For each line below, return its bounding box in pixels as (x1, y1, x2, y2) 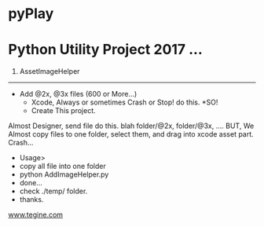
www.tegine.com (8, 210, 64, 220)
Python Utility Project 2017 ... (8, 41, 203, 59)
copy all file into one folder (19, 162, 106, 171)
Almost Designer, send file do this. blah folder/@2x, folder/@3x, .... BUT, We (8, 121, 255, 130)
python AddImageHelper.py (19, 170, 109, 179)
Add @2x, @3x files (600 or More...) (19, 90, 137, 99)
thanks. (19, 195, 44, 204)
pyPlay (8, 5, 54, 23)
